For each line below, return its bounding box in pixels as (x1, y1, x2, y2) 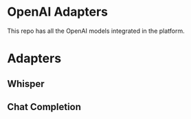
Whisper (7, 78, 45, 90)
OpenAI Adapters (7, 4, 109, 20)
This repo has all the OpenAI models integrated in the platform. (7, 27, 185, 35)
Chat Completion (7, 101, 81, 113)
